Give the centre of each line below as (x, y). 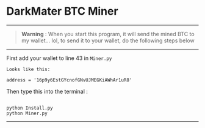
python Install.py (30, 108)
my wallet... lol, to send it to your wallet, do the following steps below (108, 40)
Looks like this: (28, 69)
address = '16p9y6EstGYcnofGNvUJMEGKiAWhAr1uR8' (69, 80)
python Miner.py (27, 113)
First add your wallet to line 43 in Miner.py (59, 58)
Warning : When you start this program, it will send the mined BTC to (108, 34)
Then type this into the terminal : (47, 91)
